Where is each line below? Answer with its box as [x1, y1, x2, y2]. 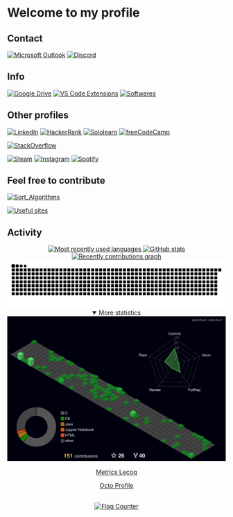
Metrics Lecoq [96, 468, 137, 476]
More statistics [98, 308, 141, 317]
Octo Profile [99, 482, 134, 490]
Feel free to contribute [7, 175, 105, 186]
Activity [7, 227, 43, 238]
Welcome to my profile [7, 5, 140, 21]
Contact [7, 33, 43, 44]
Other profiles [7, 109, 69, 121]
